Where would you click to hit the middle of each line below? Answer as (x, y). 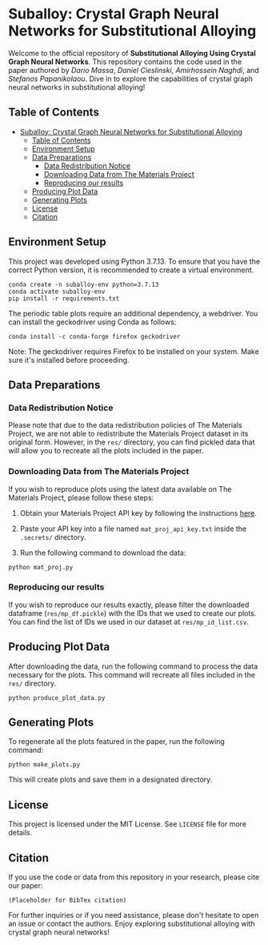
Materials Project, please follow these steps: (81, 497)
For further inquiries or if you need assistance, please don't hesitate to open (134, 915)
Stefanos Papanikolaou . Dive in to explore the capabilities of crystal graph (131, 78)
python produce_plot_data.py (57, 698)
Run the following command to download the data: (103, 553)
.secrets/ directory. (53, 537)
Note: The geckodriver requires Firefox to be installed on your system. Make (134, 351)
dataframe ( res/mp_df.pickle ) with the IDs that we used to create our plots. (132, 613)
